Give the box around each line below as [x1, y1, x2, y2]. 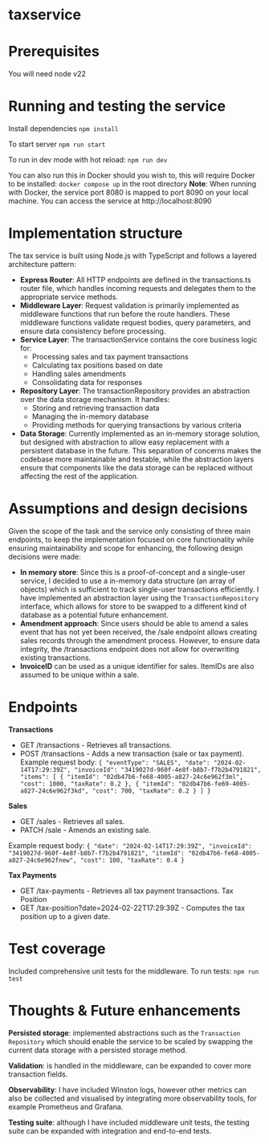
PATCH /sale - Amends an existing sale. [19, 825, 151, 834]
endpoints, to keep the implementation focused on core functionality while [8, 535, 255, 544]
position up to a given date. [19, 911, 111, 921]
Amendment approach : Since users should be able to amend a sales [19, 618, 249, 628]
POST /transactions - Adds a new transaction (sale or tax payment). [19, 748, 245, 758]
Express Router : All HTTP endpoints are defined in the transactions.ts [19, 275, 251, 285]
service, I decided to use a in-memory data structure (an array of [19, 576, 235, 585]
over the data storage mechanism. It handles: [19, 395, 170, 404]
